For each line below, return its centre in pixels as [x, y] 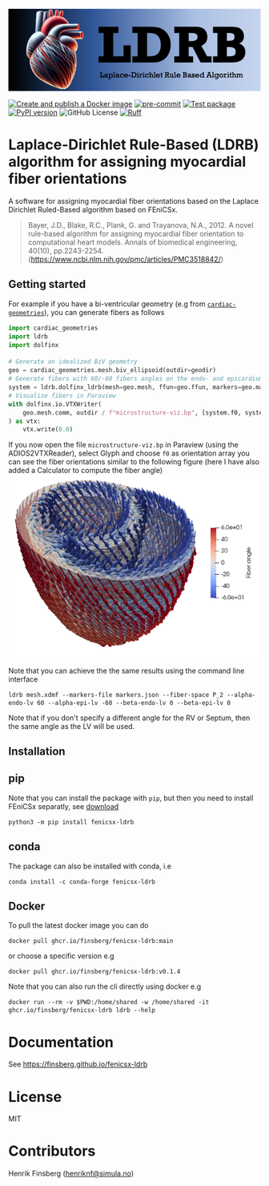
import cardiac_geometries [53, 328]
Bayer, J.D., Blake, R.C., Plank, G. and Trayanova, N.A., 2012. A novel [141, 225]
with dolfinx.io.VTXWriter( [55, 404]
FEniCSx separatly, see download [64, 806]
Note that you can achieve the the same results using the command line [126, 670]
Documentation [61, 1042]
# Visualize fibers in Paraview [62, 395]
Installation [37, 751]
